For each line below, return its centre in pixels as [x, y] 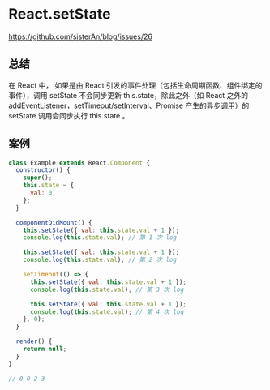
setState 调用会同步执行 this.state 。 [69, 115]
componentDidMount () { [54, 223]
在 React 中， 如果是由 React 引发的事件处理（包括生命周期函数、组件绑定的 [135, 85]
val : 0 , [43, 193]
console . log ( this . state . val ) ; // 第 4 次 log [107, 312]
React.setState [60, 14]
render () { [34, 341]
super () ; [38, 178]
